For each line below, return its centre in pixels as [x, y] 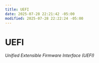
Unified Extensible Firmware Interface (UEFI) [50, 55]
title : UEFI [17, 9]
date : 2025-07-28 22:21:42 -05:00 [40, 14]
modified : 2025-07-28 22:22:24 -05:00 [44, 18]
